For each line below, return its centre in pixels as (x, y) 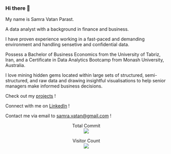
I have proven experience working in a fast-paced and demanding (75, 39)
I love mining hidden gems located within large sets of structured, (74, 75)
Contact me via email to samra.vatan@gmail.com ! (58, 116)
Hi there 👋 (18, 8)
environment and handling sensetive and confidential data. (67, 45)
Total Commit (86, 126)
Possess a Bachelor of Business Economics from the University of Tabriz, (83, 54)
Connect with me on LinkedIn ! (38, 106)
